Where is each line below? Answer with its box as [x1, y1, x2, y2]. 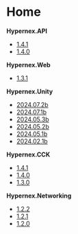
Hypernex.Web [6, 60, 51, 69]
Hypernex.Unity [6, 87, 53, 95]
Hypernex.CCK [6, 150, 51, 159]
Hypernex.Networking [6, 191, 72, 200]
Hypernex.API [6, 27, 48, 35]
